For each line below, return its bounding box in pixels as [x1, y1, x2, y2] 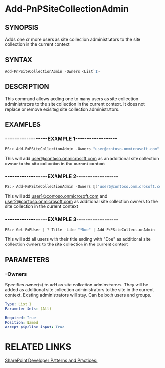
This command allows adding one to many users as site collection [5, 95, 138, 102]
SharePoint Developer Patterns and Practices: [5, 357, 98, 364]
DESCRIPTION [5, 82, 49, 91]
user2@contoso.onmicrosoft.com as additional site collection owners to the [5, 199, 158, 204]
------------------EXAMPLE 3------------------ [5, 216, 119, 223]
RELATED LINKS [5, 341, 72, 352]
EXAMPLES [5, 120, 41, 129]
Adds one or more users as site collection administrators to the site [5, 36, 141, 42]
